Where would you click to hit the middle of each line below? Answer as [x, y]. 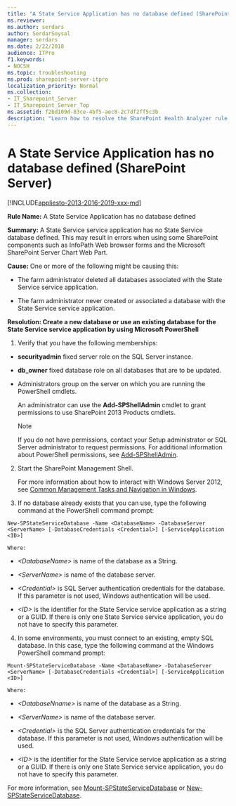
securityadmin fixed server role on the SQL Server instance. [105, 357]
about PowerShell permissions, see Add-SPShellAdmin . [98, 454]
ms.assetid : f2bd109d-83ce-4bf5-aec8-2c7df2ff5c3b [83, 112]
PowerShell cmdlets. [47, 391]
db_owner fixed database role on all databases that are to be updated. [119, 370]
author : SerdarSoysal [39, 33]
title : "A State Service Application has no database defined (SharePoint [119, 14]
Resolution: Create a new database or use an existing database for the [112, 321]
